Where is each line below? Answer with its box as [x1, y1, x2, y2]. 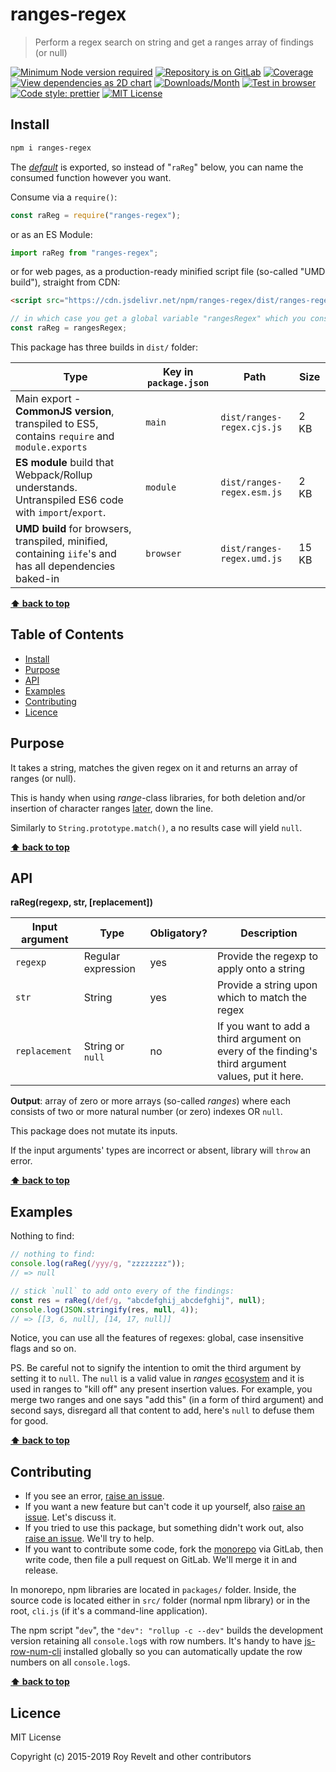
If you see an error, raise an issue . [24, 1490, 165, 1502]
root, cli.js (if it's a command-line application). [10, 1605, 208, 1617]
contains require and [15, 429, 115, 443]
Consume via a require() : [10, 191, 118, 203]
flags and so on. [10, 1343, 77, 1355]
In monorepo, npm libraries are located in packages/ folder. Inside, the [10, 1584, 297, 1596]
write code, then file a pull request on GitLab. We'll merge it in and [24, 1554, 298, 1566]
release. [24, 1564, 59, 1577]
